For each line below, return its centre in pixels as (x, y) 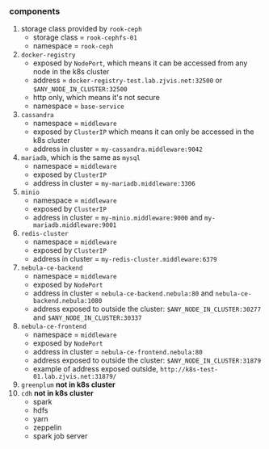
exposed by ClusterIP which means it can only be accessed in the (143, 132)
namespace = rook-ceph (73, 46)
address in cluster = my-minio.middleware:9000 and (118, 218)
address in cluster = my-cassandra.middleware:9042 (118, 149)
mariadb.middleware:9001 (75, 225)
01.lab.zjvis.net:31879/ (75, 377)
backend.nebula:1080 (67, 301)
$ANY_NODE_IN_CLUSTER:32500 (80, 90)
